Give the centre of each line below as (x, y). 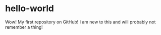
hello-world (30, 9)
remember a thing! (24, 27)
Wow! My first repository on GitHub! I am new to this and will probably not (80, 22)
